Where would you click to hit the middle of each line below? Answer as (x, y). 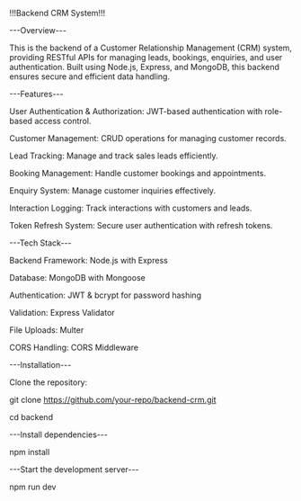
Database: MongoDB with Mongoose (77, 277)
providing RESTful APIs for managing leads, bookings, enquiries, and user (146, 57)
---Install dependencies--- (58, 434)
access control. (63, 121)
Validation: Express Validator (62, 313)
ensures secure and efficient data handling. (90, 76)
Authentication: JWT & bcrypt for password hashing (106, 295)
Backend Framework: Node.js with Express (89, 260)
